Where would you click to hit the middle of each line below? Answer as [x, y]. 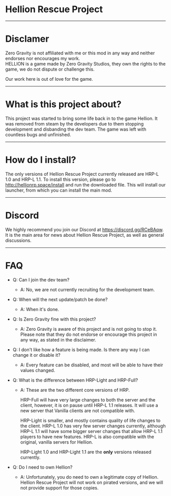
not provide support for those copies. [59, 488]
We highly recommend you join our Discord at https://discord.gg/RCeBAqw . [84, 229]
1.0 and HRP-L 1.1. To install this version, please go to [61, 179]
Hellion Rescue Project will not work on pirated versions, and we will [92, 482]
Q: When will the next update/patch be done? [60, 299]
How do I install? [41, 160]
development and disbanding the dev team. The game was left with [76, 129]
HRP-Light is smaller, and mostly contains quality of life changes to [90, 420]
